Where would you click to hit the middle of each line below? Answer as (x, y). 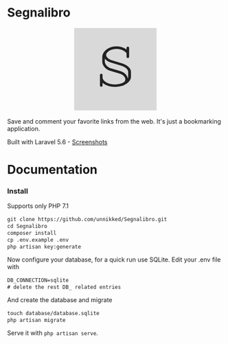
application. (24, 128)
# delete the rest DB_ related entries (64, 287)
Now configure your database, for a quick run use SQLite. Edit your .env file (114, 260)
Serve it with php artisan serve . (53, 333)
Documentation (53, 170)
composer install (32, 233)
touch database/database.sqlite (53, 314)
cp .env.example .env (38, 240)
